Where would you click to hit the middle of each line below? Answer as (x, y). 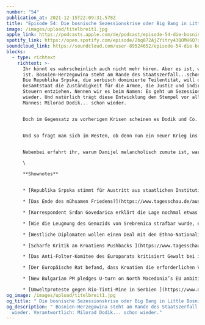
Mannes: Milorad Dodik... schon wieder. (74, 103)
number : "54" (23, 12)
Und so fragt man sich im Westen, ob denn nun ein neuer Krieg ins (110, 136)
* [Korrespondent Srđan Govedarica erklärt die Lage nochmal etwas (110, 212)
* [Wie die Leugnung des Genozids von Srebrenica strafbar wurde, (109, 224)
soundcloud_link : (28, 46)
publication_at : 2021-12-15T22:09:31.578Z (61, 18)
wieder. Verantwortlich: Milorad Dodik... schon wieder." (87, 312)
